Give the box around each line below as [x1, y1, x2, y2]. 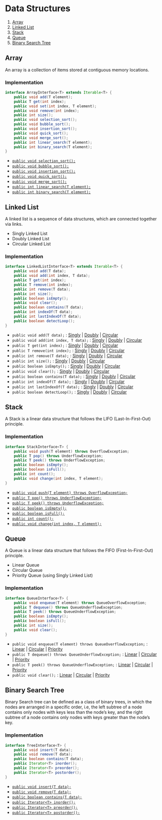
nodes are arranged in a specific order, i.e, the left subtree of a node [5, 704, 142, 710]
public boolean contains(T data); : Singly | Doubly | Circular [12, 373, 136, 379]
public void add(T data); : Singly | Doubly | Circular [12, 332, 118, 338]
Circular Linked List [12, 241, 51, 247]
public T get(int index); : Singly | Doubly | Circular [12, 342, 118, 348]
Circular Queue [12, 567, 43, 573]
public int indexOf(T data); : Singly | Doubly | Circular [12, 378, 125, 384]
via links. [5, 221, 23, 227]
